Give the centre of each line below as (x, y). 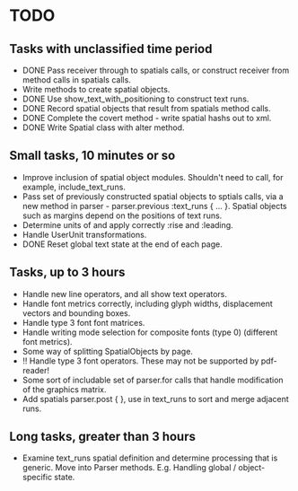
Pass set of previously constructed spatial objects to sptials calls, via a (153, 196)
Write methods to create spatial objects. (96, 89)
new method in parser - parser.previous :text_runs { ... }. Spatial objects (154, 206)
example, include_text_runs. (74, 187)
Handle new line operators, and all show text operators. (124, 294)
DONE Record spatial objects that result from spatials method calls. (146, 108)
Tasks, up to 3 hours (67, 272)
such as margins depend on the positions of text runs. (122, 215)
